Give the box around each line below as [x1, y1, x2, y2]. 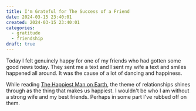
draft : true [6, 41, 35, 47]
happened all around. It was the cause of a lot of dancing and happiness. [6, 70, 183, 77]
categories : [6, 25, 35, 31]
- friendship [11, 36, 43, 41]
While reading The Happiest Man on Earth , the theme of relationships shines [6, 81, 191, 88]
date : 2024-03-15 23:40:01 [6, 14, 72, 20]
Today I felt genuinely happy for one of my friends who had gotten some [6, 57, 181, 64]
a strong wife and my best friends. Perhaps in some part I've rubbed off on [6, 93, 187, 100]
